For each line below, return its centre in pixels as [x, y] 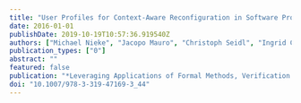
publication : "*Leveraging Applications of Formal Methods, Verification [150, 76]
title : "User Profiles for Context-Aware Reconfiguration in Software [144, 17]
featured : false [39, 68]
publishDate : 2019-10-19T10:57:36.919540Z [90, 34]
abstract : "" [34, 59]
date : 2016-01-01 [42, 26]
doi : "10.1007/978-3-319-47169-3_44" [80, 84]
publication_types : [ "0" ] [57, 51]
